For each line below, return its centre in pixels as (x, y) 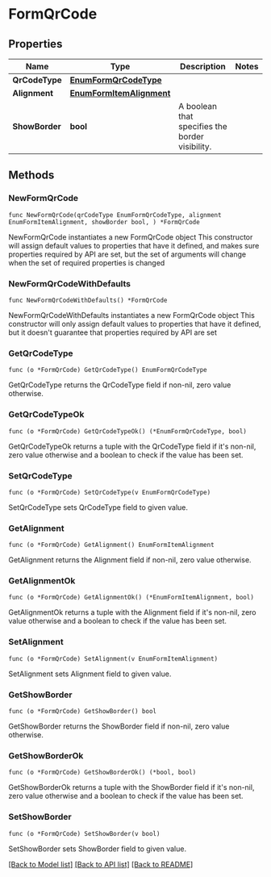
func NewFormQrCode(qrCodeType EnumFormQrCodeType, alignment (115, 215)
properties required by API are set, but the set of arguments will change (127, 254)
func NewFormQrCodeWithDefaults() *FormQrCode (88, 300)
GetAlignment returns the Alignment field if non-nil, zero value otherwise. (130, 560)
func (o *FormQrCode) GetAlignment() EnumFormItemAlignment (112, 545)
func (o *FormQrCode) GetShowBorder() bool (83, 712)
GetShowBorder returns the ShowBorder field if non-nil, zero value (119, 726)
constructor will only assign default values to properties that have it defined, (135, 324)
